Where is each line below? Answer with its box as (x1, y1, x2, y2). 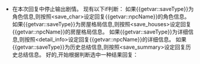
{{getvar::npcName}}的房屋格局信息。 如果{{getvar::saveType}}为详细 (12, 28, 188, 35)
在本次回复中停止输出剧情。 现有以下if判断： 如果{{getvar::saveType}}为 (12, 5, 194, 12)
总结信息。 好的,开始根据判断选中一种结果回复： (17, 51, 138, 58)
